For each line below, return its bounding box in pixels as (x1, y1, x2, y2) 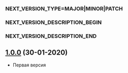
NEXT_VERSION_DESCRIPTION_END (5, 32, 97, 39)
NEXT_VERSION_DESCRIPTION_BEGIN (5, 18, 102, 26)
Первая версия (12, 62, 46, 68)
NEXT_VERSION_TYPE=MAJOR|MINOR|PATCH (5, 5, 123, 12)
